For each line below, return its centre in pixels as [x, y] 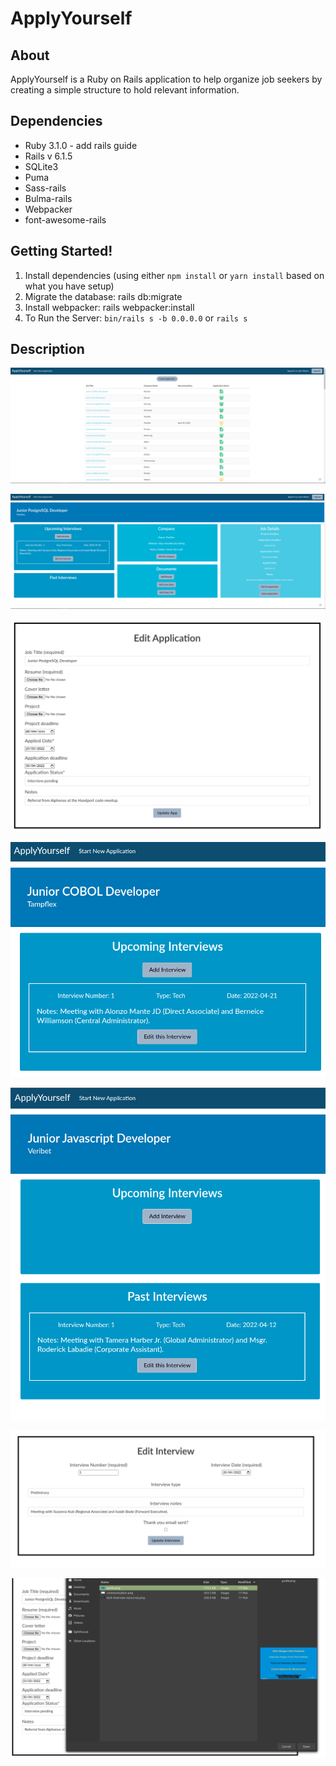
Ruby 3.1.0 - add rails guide [81, 145]
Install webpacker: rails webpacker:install [109, 307]
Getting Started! [61, 251]
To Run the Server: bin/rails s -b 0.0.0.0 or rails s [136, 318]
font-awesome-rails [65, 219]
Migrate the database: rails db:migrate [103, 296]
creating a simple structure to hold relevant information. [125, 90]
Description [47, 349]
